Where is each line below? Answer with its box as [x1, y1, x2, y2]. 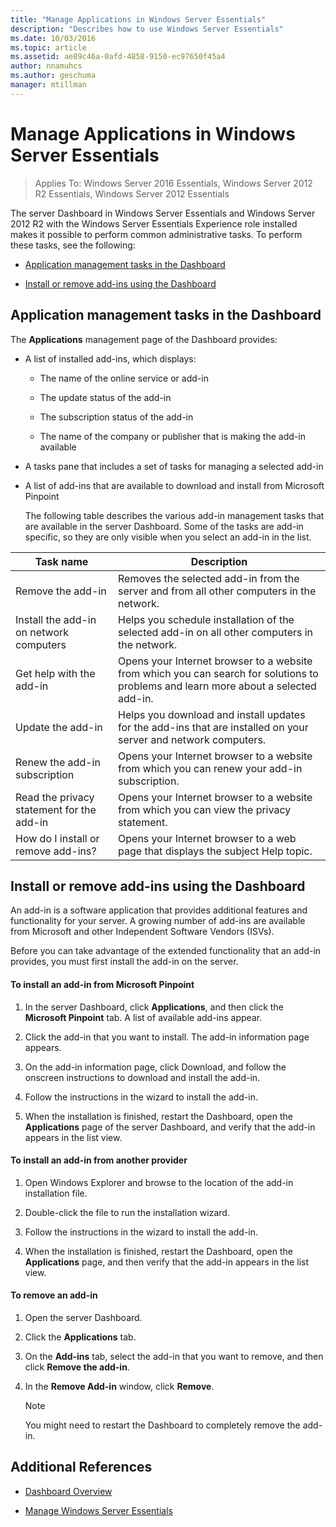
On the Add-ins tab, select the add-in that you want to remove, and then [24, 1350, 324, 1362]
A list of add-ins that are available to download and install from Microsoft [24, 479, 325, 491]
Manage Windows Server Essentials [24, 1504, 173, 1516]
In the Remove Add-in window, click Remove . [24, 1380, 215, 1392]
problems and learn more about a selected [118, 679, 317, 693]
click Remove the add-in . [24, 1361, 130, 1373]
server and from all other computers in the [118, 584, 317, 598]
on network [15, 625, 70, 639]
